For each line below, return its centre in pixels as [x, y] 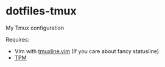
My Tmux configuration [35, 28]
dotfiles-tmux [41, 11]
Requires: [18, 39]
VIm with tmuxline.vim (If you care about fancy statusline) [87, 51]
